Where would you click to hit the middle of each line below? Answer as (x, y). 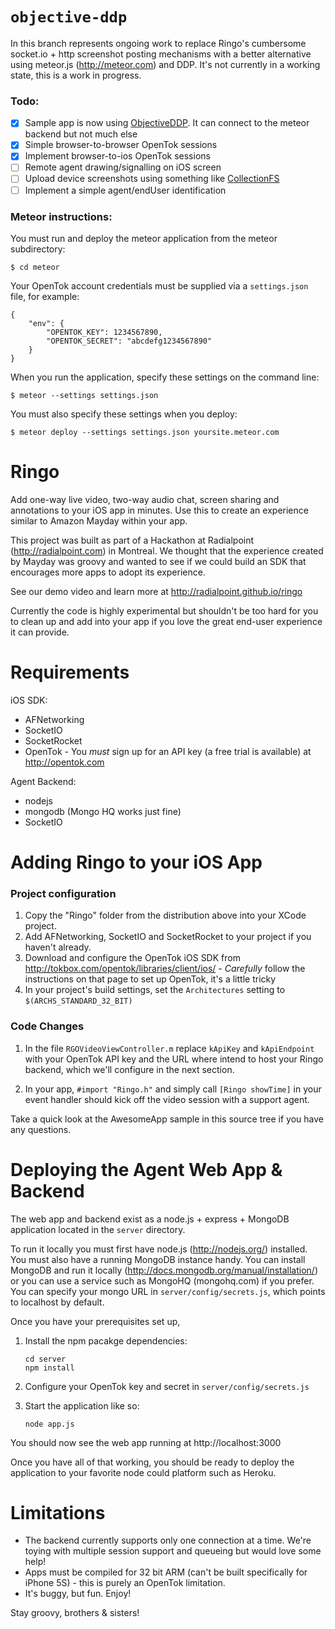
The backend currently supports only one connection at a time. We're (168, 1540)
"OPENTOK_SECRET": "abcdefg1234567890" (129, 341)
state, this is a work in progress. (76, 75)
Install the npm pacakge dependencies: (106, 1340)
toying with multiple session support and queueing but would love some (173, 1551)
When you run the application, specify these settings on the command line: (165, 377)
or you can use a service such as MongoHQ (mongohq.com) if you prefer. (162, 1280)
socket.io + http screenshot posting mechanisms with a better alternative (161, 54)
